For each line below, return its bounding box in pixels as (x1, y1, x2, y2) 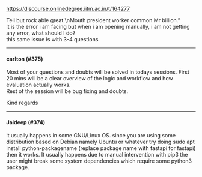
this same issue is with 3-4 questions (6, 36, 99, 43)
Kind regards (6, 99, 38, 107)
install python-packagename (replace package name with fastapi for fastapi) (6, 145, 196, 152)
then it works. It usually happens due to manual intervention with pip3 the (6, 151, 188, 158)
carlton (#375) (6, 55, 43, 62)
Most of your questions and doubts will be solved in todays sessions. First (6, 68, 189, 76)
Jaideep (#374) (6, 118, 46, 125)
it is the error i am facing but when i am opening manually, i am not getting (6, 23, 191, 30)
